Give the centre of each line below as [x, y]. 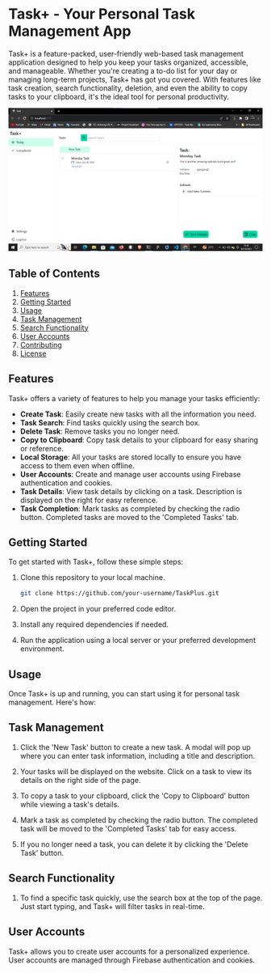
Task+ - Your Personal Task [102, 14]
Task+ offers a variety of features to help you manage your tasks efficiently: [134, 398]
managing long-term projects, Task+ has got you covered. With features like [135, 79]
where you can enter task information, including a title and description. [138, 755]
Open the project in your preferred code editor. [98, 609]
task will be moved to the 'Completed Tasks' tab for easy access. [128, 828]
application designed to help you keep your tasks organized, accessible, [128, 62]
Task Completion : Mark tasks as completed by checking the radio [130, 508]
